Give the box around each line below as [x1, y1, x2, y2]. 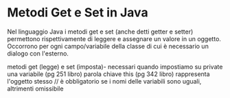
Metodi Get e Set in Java [7, 5, 149, 21]
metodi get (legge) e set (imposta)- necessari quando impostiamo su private [7, 62, 223, 71]
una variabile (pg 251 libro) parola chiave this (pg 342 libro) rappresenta [7, 70, 211, 78]
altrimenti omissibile [7, 84, 64, 93]
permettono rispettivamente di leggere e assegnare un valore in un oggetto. [7, 34, 222, 42]
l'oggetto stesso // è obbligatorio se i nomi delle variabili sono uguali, [7, 77, 202, 85]
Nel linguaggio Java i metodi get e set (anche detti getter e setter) [7, 27, 194, 36]
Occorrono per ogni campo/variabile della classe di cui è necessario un [7, 42, 209, 50]
